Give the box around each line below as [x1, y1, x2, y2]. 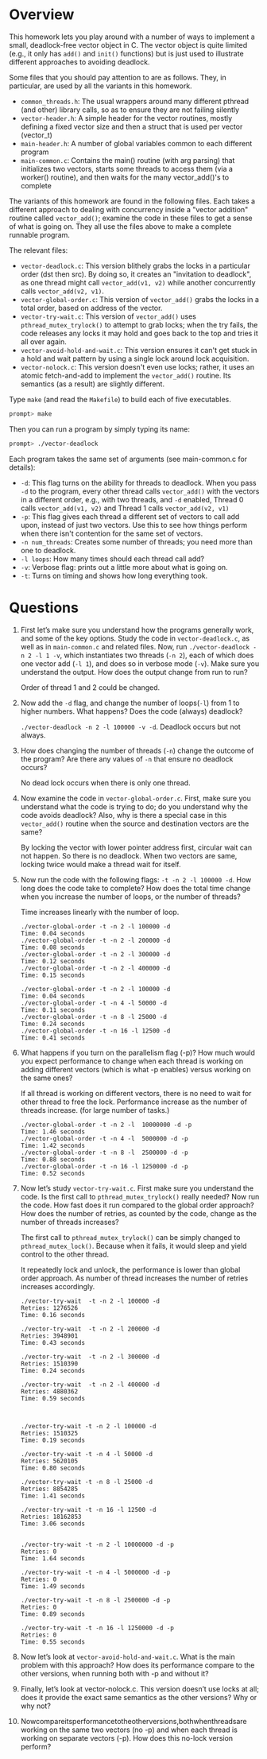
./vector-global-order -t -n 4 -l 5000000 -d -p [20, 1134, 189, 1142]
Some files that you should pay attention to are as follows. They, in [9, 72, 226, 82]
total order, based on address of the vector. [20, 303, 163, 312]
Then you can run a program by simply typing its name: [9, 424, 190, 434]
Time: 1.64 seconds [20, 1554, 86, 1563]
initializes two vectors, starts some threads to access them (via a [20, 164, 234, 173]
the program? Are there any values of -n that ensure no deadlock [20, 754, 234, 764]
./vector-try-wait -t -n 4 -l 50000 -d [20, 1450, 153, 1458]
